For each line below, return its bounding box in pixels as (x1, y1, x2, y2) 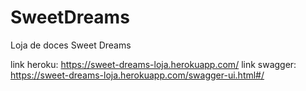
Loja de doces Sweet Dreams (10, 39, 132, 51)
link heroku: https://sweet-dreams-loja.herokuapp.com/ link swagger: (10, 58, 297, 70)
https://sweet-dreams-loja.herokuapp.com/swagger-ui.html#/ (10, 69, 265, 81)
